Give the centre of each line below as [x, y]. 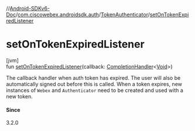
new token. [20, 96]
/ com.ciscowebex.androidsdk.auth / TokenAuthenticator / [83, 15]
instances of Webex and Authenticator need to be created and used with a [95, 90]
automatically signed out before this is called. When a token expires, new [94, 84]
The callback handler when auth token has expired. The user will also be [93, 77]
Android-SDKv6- [30, 8]
